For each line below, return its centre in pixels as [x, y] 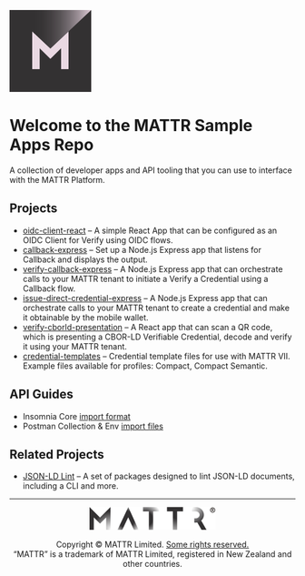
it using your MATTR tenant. [74, 346]
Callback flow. [49, 288]
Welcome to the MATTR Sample [131, 126]
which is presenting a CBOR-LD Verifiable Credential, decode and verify [157, 337]
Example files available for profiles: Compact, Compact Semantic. [145, 366]
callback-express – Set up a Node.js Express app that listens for [142, 249]
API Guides [42, 394]
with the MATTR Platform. [58, 179]
